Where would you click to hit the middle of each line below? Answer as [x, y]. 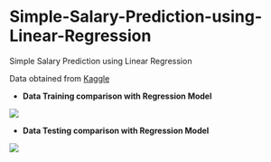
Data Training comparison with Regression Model [117, 96]
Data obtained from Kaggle [60, 78]
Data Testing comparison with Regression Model [116, 130]
